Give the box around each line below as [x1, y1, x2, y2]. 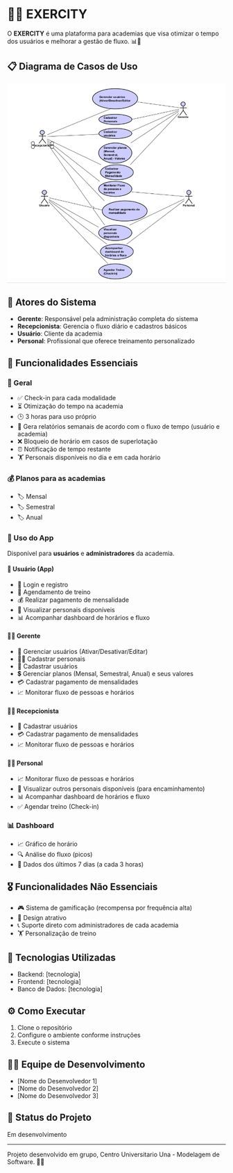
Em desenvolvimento [7, 1130, 67, 1138]
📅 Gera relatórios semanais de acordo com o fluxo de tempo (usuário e [17, 423, 220, 431]
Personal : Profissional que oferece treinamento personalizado [17, 337, 196, 345]
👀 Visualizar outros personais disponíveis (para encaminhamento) [17, 785, 205, 793]
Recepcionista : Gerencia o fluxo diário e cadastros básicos [17, 322, 187, 331]
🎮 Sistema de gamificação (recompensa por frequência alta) [17, 903, 193, 912]
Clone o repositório [17, 1024, 73, 1032]
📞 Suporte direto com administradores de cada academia [17, 921, 179, 929]
